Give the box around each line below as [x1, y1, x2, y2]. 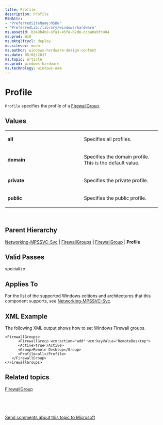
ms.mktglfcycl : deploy [5, 39, 51, 44]
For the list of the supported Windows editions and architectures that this [5, 293, 151, 299]
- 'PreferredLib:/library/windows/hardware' [5, 25, 97, 30]
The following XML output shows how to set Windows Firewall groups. [5, 325, 146, 331]
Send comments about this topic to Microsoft [5, 414, 96, 420]
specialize [5, 266, 25, 272]
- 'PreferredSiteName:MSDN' [5, 20, 62, 26]
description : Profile [5, 12, 49, 17]
